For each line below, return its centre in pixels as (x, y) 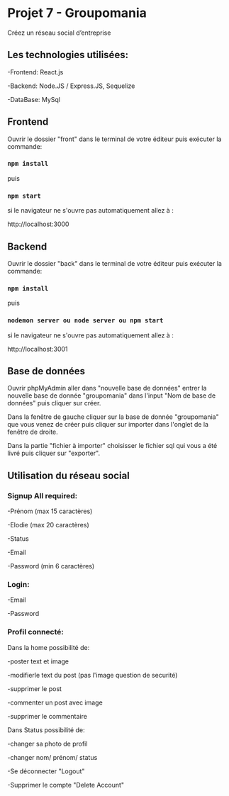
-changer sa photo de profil (48, 744)
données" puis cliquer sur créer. (54, 403)
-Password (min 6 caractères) (51, 566)
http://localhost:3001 (38, 349)
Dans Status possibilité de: (46, 730)
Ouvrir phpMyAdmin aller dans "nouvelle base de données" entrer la (107, 388)
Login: (18, 584)
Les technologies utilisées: (68, 55)
